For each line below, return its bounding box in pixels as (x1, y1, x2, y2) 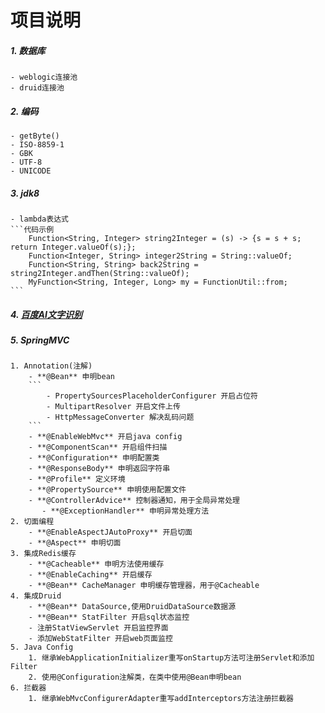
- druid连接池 (10, 83, 65, 93)
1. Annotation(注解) (10, 361, 93, 371)
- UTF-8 (10, 157, 43, 168)
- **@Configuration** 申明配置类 (28, 453, 160, 463)
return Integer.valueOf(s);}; (10, 242, 137, 253)
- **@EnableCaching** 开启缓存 (28, 570, 153, 580)
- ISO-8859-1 (10, 140, 65, 150)
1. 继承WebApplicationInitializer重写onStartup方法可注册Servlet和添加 (28, 653, 315, 663)
